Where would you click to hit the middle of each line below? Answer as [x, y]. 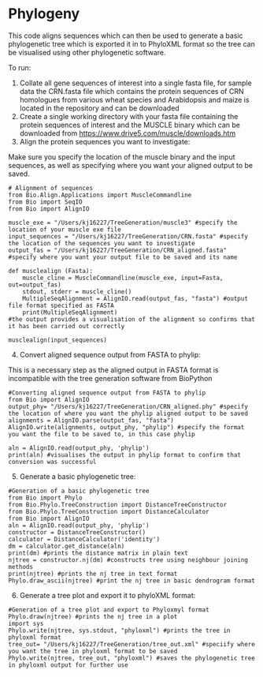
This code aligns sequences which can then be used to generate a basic [126, 36]
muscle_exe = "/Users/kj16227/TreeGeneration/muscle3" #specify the [123, 223]
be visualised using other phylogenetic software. [87, 52]
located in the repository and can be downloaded [99, 108]
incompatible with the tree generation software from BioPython [110, 378]
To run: [20, 67]
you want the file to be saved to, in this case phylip [102, 434]
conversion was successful [52, 462]
